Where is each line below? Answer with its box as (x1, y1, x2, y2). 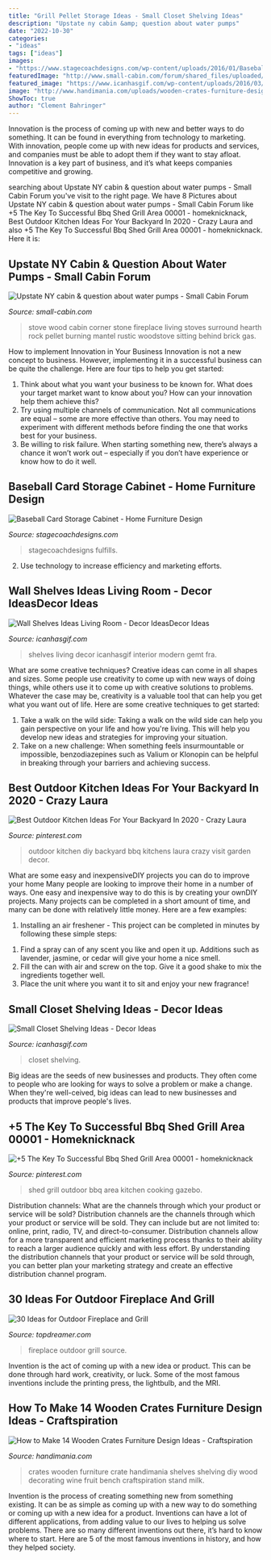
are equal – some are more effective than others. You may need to (19, 413, 240, 423)
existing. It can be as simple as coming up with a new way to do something (8, 1500, 257, 1509)
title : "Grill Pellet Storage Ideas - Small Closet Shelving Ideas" (8, 11, 244, 20)
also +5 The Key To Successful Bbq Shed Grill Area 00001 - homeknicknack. (8, 225, 263, 235)
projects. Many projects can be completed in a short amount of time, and (8, 896, 251, 906)
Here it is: (8, 234, 40, 244)
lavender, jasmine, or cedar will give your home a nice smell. (19, 953, 221, 963)
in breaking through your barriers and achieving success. (19, 757, 211, 767)
